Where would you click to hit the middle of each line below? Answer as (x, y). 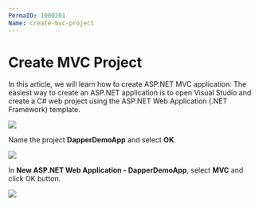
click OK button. (35, 179)
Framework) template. (45, 110)
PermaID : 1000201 (37, 16)
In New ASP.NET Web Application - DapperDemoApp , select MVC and (126, 170)
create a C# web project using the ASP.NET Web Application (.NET (118, 101)
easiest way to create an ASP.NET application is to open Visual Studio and (130, 93)
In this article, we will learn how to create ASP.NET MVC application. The (128, 84)
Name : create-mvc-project (51, 23)
